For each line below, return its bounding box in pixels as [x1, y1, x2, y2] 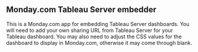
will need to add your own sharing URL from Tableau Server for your [6, 27, 174, 34]
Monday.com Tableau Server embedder [6, 5, 156, 15]
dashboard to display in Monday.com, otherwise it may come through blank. [6, 39, 192, 46]
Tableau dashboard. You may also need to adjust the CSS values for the [6, 32, 182, 40]
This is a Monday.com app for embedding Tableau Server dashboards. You [6, 20, 190, 27]
